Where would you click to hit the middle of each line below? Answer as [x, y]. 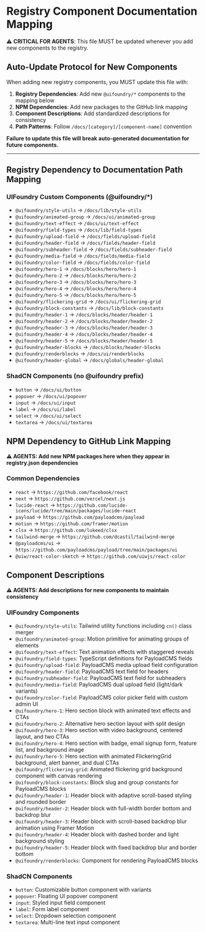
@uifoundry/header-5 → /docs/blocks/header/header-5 [84, 341]
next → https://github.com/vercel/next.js [70, 498]
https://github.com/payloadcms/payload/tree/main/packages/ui [96, 550]
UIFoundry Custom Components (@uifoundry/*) [80, 197]
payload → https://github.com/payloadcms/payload [80, 517]
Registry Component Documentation [102, 11]
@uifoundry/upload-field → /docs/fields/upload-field [85, 236]
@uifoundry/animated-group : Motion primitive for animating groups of [102, 639]
